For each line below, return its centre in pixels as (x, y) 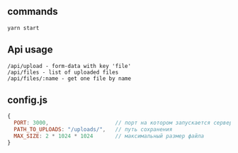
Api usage (30, 50)
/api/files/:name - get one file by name (69, 78)
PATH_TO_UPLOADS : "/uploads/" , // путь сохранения (93, 130)
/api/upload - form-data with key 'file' (69, 66)
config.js (28, 100)
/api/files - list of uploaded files (63, 72)
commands (33, 12)
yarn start (23, 28)
